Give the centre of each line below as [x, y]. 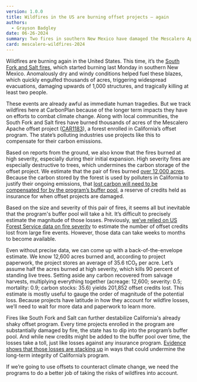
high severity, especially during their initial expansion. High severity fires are [98, 159]
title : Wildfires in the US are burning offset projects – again [87, 17]
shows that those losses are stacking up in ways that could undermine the [96, 349]
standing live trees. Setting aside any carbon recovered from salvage [89, 275]
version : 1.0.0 [25, 11]
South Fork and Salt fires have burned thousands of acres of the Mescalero [97, 122]
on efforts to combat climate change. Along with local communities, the [92, 116]
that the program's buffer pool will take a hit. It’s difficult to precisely [89, 214]
